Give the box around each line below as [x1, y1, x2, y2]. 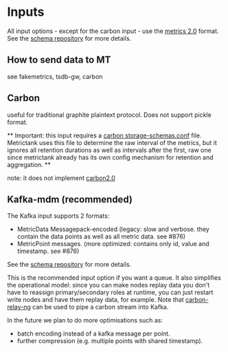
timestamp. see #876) [16, 247, 80, 255]
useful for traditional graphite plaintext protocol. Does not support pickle [7, 111, 212, 119]
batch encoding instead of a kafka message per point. [16, 329, 170, 338]
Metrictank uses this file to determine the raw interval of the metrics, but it [7, 138, 218, 146]
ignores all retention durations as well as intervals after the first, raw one [7, 146, 212, 154]
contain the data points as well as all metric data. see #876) [16, 232, 186, 241]
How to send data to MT [7, 54, 111, 66]
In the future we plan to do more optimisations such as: [7, 316, 163, 324]
